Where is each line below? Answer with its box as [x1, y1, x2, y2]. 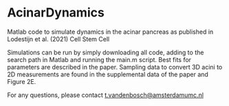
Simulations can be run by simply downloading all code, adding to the [7, 48, 204, 56]
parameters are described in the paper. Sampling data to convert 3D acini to [7, 63, 223, 71]
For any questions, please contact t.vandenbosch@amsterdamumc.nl [7, 91, 204, 99]
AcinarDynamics [7, 5, 105, 21]
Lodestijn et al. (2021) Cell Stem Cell [7, 34, 110, 43]
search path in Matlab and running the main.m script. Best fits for [7, 55, 191, 63]
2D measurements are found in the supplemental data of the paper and [7, 70, 208, 78]
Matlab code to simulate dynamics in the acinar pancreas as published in [7, 28, 214, 36]
